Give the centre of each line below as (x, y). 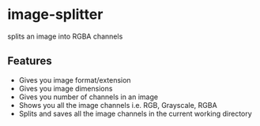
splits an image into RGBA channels (65, 36)
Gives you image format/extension (75, 80)
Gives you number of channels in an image (89, 97)
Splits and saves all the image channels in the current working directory (135, 113)
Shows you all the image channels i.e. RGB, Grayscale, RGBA (118, 105)
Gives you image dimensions (66, 88)
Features (30, 61)
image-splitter (55, 15)
